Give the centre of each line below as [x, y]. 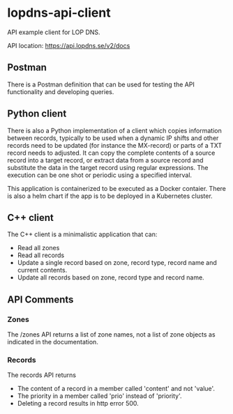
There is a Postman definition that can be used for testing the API [101, 84]
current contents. [42, 270]
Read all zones [38, 248]
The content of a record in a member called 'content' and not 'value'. [116, 389]
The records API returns [42, 375]
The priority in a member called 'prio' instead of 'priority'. [100, 396]
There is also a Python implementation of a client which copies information [114, 130]
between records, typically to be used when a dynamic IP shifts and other [113, 138]
